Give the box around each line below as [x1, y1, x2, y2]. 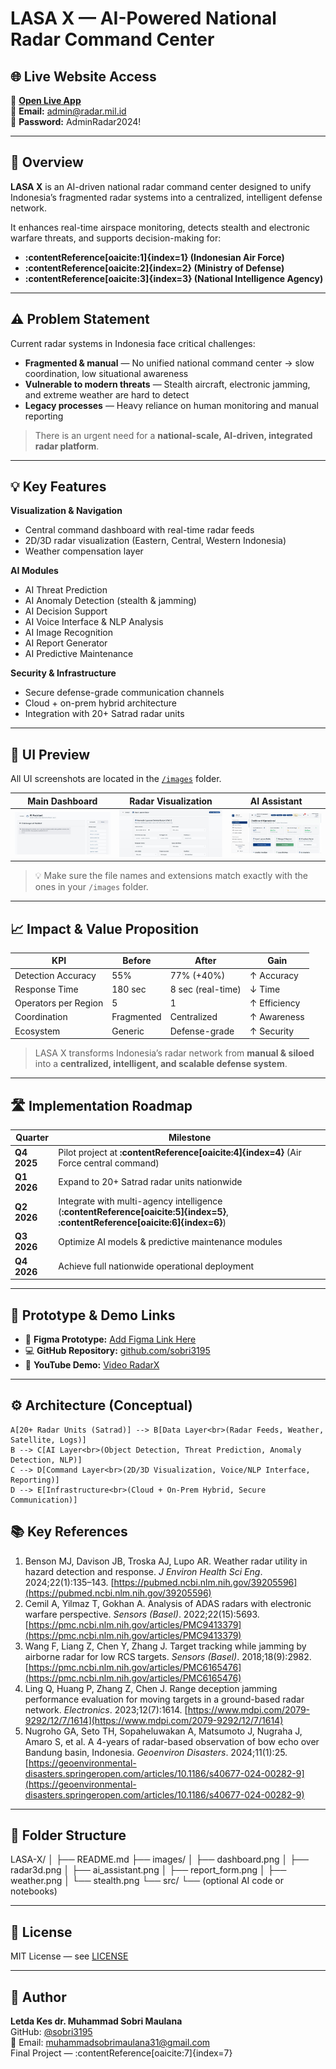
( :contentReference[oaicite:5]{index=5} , [58, 1206, 229, 1218]
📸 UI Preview [10, 746, 91, 763]
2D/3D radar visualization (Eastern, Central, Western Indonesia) [24, 535, 287, 547]
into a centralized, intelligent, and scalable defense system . [34, 1058, 288, 1070]
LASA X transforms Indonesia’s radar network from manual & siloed [34, 1047, 315, 1059]
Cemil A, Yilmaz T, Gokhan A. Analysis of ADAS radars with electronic [24, 1597, 312, 1609]
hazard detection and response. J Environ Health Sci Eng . [24, 1565, 263, 1577]
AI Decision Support [24, 605, 108, 617]
